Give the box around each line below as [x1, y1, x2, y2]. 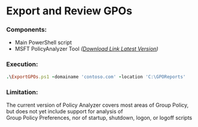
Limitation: [6, 88, 38, 96]
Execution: [6, 60, 38, 69]
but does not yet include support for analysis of [6, 107, 123, 114]
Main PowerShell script [14, 39, 72, 46]
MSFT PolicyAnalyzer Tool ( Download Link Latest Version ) [14, 45, 159, 52]
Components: [6, 26, 47, 34]
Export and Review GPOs [6, 4, 133, 18]
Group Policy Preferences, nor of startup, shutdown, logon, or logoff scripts [6, 114, 193, 121]
